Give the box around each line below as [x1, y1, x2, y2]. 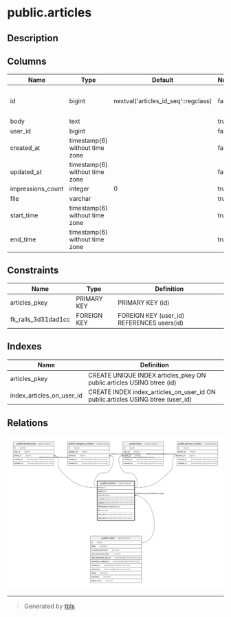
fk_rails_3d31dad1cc [10, 315, 71, 323]
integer [69, 184, 89, 193]
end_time [10, 235, 36, 243]
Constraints [7, 265, 59, 277]
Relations [7, 417, 49, 429]
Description [7, 32, 58, 44]
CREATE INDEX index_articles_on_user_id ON [88, 387, 216, 396]
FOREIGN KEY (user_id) [118, 312, 185, 320]
